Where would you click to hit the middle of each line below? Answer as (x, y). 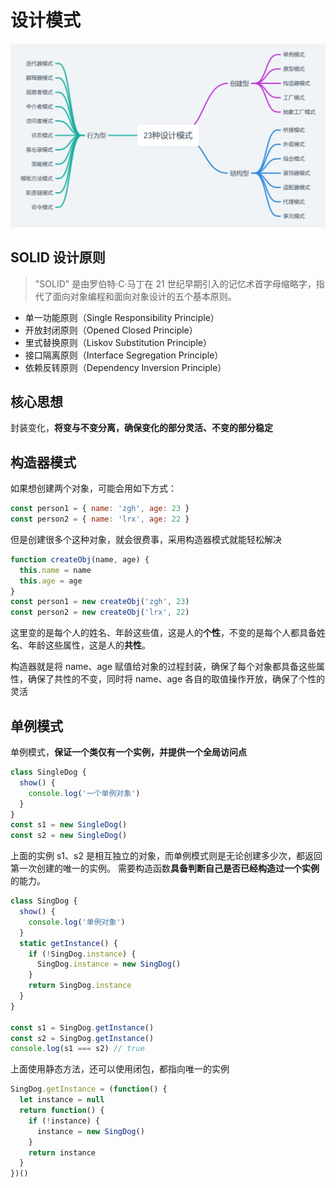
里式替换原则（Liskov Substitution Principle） (118, 342)
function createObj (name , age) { (80, 559)
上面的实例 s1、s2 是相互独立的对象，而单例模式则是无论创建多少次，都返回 (166, 856)
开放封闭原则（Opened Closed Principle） (111, 330)
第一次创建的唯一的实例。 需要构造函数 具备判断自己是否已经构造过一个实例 (165, 868)
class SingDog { (44, 901)
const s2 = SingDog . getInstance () (82, 1038)
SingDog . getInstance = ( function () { (89, 1089)
